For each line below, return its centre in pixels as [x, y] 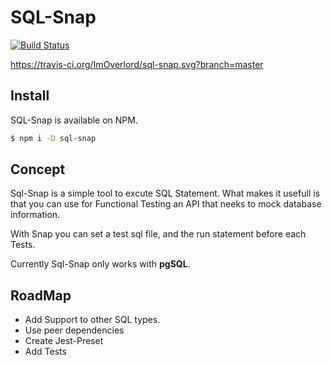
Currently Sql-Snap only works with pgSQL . [100, 264]
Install [30, 96]
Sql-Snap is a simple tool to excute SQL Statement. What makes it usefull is [165, 193]
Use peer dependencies [74, 330]
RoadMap [41, 295]
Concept [38, 169]
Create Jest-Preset [64, 341]
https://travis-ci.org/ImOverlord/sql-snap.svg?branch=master [137, 64]
